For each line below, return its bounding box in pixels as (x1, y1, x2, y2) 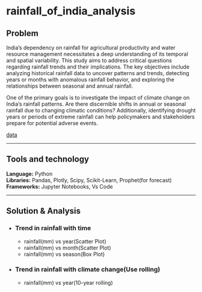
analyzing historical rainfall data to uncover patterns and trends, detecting (6, 70, 189, 76)
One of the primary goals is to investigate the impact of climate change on (6, 94, 190, 101)
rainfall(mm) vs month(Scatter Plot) (23, 244, 111, 251)
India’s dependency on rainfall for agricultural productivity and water (6, 44, 176, 51)
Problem (6, 28, 39, 38)
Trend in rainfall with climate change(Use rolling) (14, 266, 161, 274)
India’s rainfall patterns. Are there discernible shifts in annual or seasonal (6, 100, 186, 108)
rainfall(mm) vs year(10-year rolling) (23, 279, 113, 286)
